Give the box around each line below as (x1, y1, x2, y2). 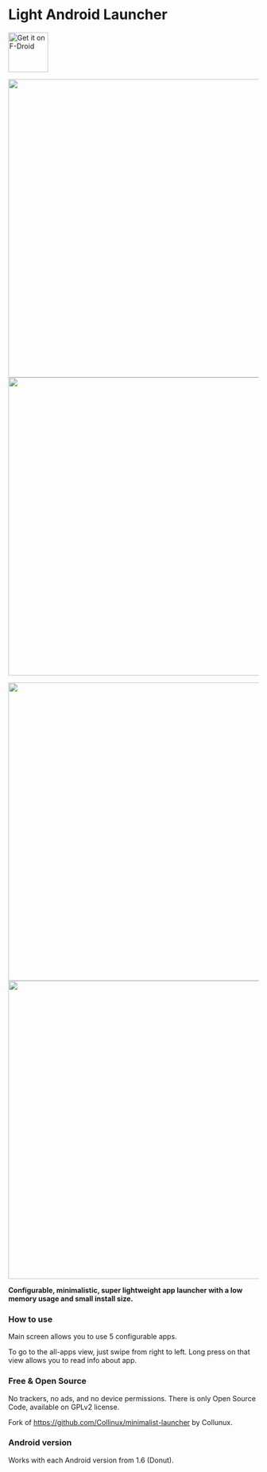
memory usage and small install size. (8, 1294, 133, 1303)
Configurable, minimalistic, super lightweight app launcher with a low (8, 1285, 243, 1295)
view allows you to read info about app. (8, 1356, 137, 1365)
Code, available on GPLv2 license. (8, 1402, 120, 1412)
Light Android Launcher (8, 6, 168, 24)
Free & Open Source (8, 1376, 87, 1387)
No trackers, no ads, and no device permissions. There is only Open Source (8, 1393, 257, 1403)
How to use (8, 1314, 53, 1325)
